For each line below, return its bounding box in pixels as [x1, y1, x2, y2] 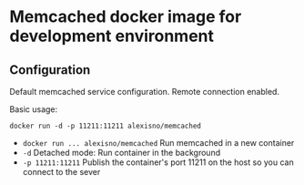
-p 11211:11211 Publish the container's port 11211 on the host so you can [22, 157, 294, 168]
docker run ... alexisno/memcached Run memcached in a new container [22, 138, 295, 148]
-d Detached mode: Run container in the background [22, 148, 221, 158]
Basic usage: [9, 104, 58, 115]
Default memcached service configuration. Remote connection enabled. [9, 87, 280, 97]
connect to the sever [22, 167, 101, 177]
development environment [9, 26, 214, 46]
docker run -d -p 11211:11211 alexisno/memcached [9, 121, 202, 130]
